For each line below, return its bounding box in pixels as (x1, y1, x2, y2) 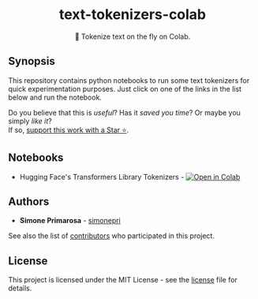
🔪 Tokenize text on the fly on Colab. (74, 32, 191, 41)
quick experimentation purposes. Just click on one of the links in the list (8, 84, 242, 93)
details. (8, 283, 32, 293)
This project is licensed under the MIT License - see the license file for (8, 275, 238, 285)
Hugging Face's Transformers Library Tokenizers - (19, 172, 185, 181)
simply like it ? (8, 116, 53, 126)
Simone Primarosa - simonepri (19, 216, 121, 225)
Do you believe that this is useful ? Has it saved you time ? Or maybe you (8, 108, 241, 117)
